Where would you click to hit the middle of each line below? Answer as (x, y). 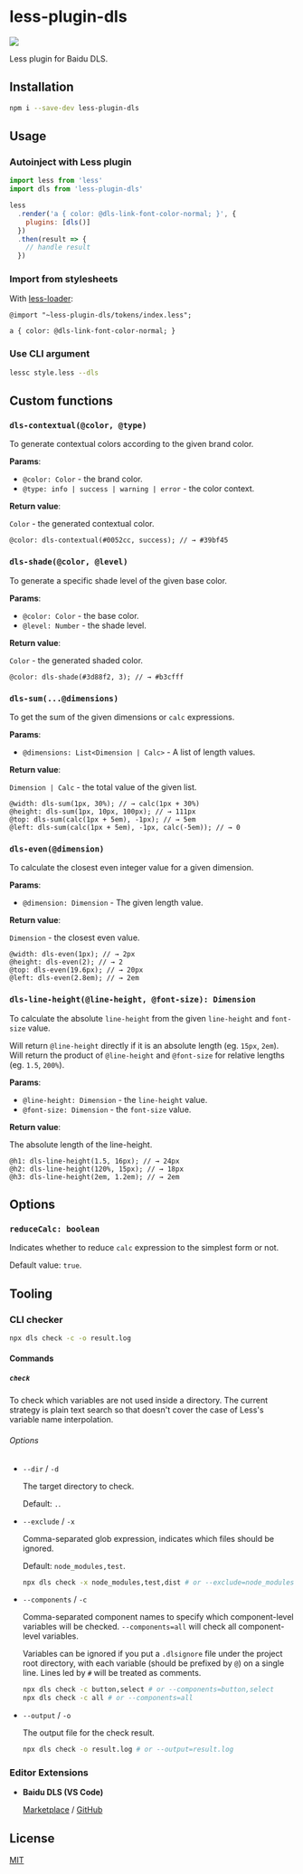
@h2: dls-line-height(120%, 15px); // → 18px (96, 1169)
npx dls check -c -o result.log (70, 1338)
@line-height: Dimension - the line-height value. (115, 1099)
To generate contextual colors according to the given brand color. (132, 444)
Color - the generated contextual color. (82, 524)
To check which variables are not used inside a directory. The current (139, 1401)
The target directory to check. (78, 1486)
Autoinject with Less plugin (71, 162)
